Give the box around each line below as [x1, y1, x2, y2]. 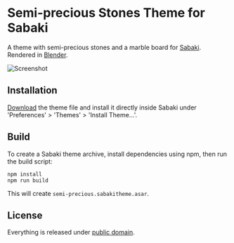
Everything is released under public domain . [7, 228, 135, 237]
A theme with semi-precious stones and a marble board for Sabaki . [7, 43, 202, 51]
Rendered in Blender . [7, 51, 68, 59]
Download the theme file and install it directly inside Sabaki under [7, 103, 197, 112]
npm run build [7, 177, 49, 184]
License [7, 209, 43, 221]
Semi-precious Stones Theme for [7, 5, 205, 21]
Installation [7, 84, 58, 96]
